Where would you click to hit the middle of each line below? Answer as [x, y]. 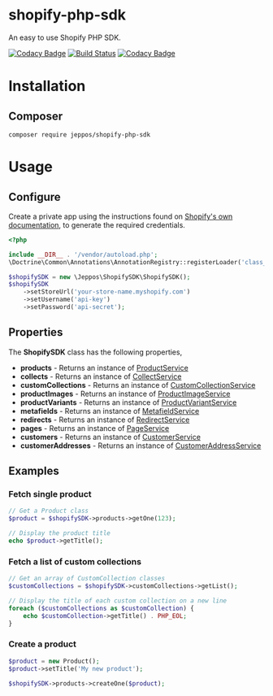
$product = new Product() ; [54, 661]
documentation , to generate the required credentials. [97, 224]
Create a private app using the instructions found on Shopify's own [121, 216]
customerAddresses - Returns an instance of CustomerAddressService [141, 446]
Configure [35, 197]
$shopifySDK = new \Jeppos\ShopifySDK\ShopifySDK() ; [100, 277]
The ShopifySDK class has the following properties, [95, 352]
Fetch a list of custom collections [75, 561]
